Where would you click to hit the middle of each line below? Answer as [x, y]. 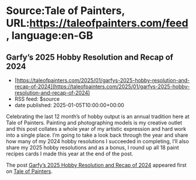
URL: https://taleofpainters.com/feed [97, 23]
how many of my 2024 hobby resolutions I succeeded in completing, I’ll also [98, 141]
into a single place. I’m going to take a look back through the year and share [97, 135]
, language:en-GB [50, 36]
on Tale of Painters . [29, 171]
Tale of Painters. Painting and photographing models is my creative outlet [94, 123]
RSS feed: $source [37, 99]
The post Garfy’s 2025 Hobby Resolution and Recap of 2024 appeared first [96, 165]
